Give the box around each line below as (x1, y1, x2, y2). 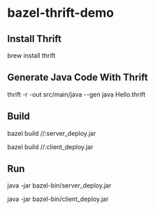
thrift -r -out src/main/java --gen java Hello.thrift (7, 90, 146, 99)
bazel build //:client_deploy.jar (7, 142, 94, 151)
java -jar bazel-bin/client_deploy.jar (7, 195, 109, 204)
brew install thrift (7, 51, 56, 59)
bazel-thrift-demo (7, 5, 114, 21)
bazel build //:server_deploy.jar (7, 129, 96, 137)
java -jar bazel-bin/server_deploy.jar (7, 181, 112, 190)
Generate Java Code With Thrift (7, 71, 148, 83)
